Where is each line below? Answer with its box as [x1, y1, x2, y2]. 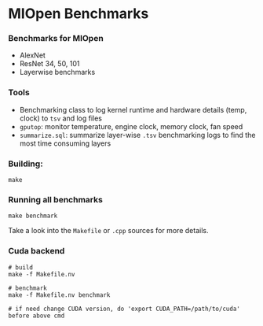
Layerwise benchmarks [19, 68, 96, 77]
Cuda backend [8, 246, 65, 257]
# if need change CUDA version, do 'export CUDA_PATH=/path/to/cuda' [8, 305, 241, 313]
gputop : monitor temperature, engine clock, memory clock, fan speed [19, 121, 243, 131]
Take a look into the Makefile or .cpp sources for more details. [8, 226, 209, 235]
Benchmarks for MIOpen [8, 33, 104, 44]
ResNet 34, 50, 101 [19, 59, 80, 69]
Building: [8, 158, 43, 169]
